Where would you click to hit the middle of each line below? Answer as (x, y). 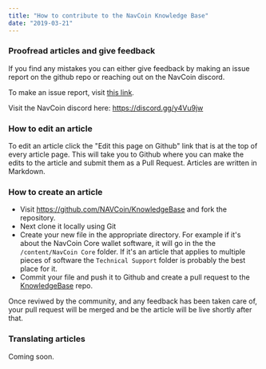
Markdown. (27, 172)
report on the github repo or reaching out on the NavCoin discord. (117, 77)
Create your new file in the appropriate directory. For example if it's (130, 235)
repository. (38, 218)
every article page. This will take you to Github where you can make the (126, 155)
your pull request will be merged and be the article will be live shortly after (130, 310)
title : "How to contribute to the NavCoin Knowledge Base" (109, 16)
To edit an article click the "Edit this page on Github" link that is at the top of (133, 146)
